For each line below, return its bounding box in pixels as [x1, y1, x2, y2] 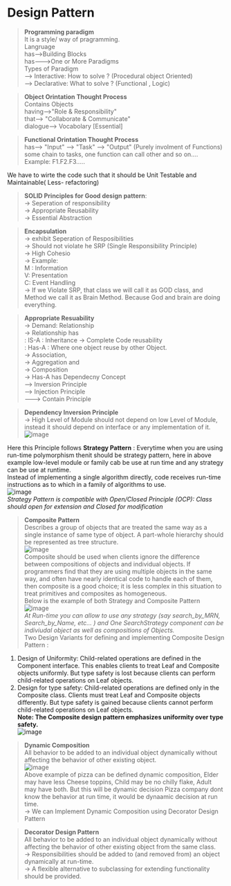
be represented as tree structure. [24, 537, 119, 546]
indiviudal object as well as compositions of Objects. [24, 626, 175, 634]
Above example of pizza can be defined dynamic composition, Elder [24, 770, 219, 779]
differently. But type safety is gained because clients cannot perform [17, 698, 213, 706]
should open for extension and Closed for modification [7, 502, 164, 510]
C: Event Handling [24, 278, 76, 286]
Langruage [24, 42, 55, 50]
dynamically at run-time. [24, 857, 94, 865]
